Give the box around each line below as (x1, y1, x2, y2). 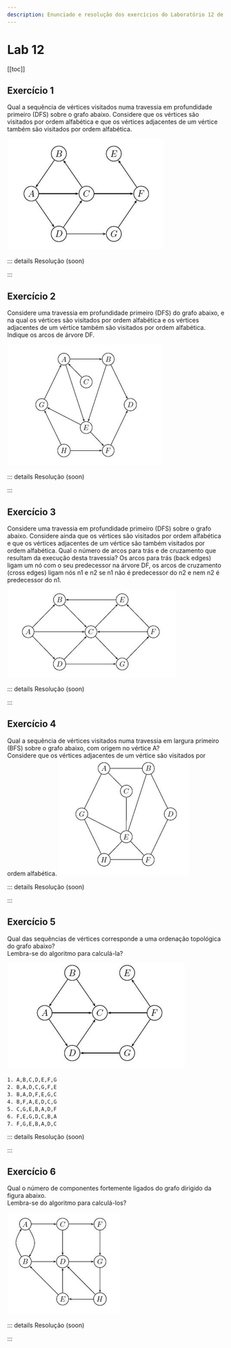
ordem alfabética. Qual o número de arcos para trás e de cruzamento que (7, 546, 217, 555)
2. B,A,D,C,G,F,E (7, 1083, 57, 1091)
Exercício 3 (7, 506, 57, 518)
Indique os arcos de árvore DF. (7, 331, 95, 339)
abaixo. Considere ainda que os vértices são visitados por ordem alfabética (7, 532, 222, 539)
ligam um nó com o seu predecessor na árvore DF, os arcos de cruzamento (7, 561, 222, 569)
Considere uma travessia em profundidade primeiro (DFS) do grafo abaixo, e (7, 308, 225, 317)
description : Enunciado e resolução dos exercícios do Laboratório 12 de (7, 11, 224, 18)
